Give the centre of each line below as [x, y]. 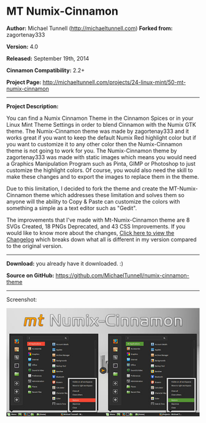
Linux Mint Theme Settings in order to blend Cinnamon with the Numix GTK [101, 124]
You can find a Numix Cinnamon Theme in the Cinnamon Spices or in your [100, 118]
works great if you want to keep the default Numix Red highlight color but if [101, 137]
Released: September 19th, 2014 [48, 58]
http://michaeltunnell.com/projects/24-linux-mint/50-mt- [114, 82]
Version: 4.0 [22, 47]
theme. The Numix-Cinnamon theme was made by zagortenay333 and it [97, 131]
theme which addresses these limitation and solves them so [109, 195]
